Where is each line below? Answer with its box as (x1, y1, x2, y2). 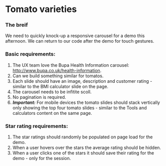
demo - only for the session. (12, 155, 71, 161)
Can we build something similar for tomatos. (12, 73, 104, 79)
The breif (5, 22, 28, 29)
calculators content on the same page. (12, 110, 92, 116)
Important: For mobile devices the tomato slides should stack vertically (12, 99, 160, 105)
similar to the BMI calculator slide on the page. (12, 83, 109, 89)
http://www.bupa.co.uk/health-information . (12, 67, 102, 73)
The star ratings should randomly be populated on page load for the (12, 134, 153, 140)
